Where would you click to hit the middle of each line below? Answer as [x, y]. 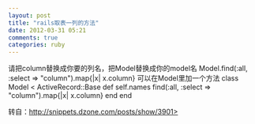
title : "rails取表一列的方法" [54, 23]
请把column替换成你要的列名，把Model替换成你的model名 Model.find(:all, [128, 69]
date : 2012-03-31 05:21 [47, 30]
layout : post [30, 15]
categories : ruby [37, 45]
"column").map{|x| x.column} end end [70, 96]
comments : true [33, 38]
